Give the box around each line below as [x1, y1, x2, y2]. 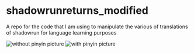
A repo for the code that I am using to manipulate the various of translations [6, 23, 188, 30]
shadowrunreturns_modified [6, 4, 149, 17]
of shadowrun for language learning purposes [6, 29, 117, 36]
